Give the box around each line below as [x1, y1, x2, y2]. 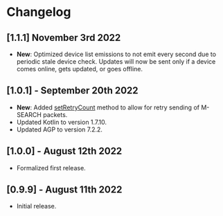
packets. [43, 110, 68, 118]
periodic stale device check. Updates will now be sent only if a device [16, 57, 216, 66]
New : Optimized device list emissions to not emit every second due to [16, 50, 216, 58]
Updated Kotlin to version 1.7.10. [16, 118, 107, 126]
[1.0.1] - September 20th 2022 [6, 84, 139, 97]
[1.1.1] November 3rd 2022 [6, 32, 121, 44]
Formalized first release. [16, 163, 86, 172]
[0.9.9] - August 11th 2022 [6, 184, 123, 196]
